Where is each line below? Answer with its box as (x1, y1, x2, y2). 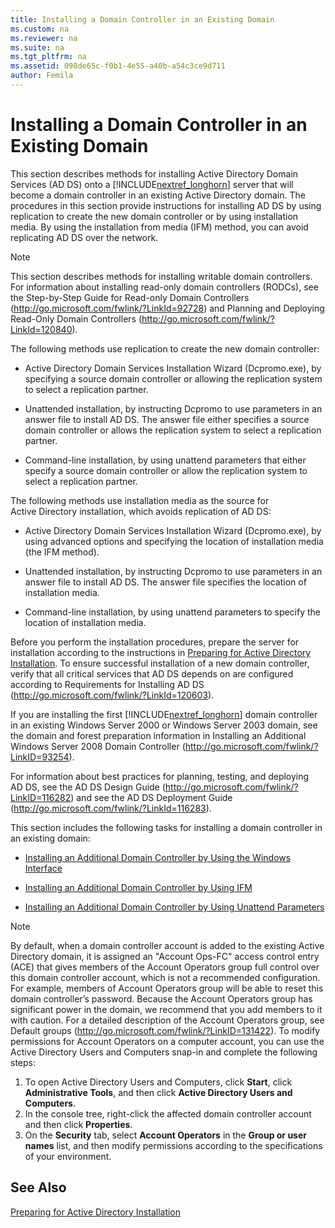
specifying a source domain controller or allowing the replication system (24, 372, 323, 385)
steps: (10, 1056, 36, 1068)
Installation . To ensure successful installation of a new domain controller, (10, 657, 310, 669)
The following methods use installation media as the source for (10, 494, 270, 506)
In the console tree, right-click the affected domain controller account (24, 1107, 312, 1120)
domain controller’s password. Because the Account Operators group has (10, 992, 313, 1005)
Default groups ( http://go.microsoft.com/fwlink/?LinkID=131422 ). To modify (10, 1024, 321, 1036)
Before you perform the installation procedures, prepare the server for (10, 636, 300, 648)
